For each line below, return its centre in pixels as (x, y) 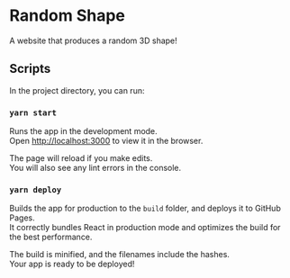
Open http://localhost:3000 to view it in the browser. (106, 141)
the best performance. (51, 237)
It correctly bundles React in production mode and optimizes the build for (145, 228)
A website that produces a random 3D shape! (93, 40)
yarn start (33, 112)
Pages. (22, 218)
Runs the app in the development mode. (83, 131)
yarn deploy (36, 189)
